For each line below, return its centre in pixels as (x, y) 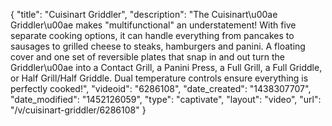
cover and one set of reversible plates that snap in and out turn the (147, 57)
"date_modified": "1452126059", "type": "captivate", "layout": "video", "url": (166, 99)
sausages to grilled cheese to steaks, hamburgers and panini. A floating (158, 46)
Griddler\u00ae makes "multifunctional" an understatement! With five (153, 25)
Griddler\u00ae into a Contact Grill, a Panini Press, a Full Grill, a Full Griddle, (166, 67)
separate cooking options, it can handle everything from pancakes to (152, 35)
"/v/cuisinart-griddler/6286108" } (78, 110)
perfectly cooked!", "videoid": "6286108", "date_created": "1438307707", (161, 88)
